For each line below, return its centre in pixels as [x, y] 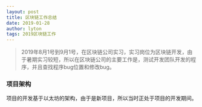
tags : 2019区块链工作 [31, 34]
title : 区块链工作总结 [32, 17]
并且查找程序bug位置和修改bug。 [73, 67]
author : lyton [24, 29]
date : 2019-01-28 [28, 23]
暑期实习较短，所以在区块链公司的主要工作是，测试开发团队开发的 [109, 60]
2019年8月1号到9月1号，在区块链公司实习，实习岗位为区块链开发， [104, 52]
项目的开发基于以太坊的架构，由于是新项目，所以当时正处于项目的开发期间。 [102, 98]
